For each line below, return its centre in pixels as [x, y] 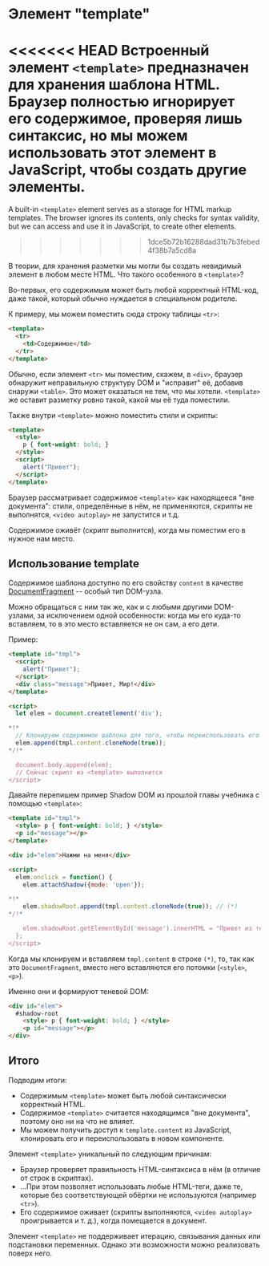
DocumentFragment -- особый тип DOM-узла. [86, 591]
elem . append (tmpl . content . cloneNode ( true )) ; [91, 743]
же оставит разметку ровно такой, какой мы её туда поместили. [119, 400]
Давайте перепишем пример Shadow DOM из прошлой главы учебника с [134, 795]
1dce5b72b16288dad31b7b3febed [204, 242]
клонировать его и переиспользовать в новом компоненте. [122, 1138]
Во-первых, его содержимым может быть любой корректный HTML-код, [133, 290]
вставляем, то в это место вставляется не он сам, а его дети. [114, 624]
